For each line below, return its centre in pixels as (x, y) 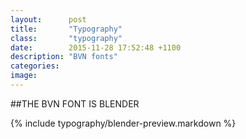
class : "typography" (66, 38)
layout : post (48, 19)
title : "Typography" (66, 29)
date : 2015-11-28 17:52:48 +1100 (96, 47)
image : (24, 76)
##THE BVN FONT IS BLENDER (75, 103)
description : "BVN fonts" (64, 57)
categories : (35, 66)
